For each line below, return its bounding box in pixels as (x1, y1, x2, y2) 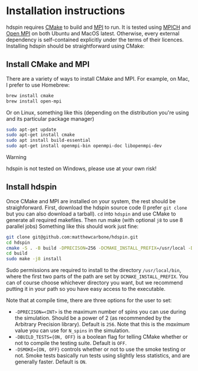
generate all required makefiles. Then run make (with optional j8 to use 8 (6, 216, 183, 223)
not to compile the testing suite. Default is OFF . (14, 340, 127, 347)
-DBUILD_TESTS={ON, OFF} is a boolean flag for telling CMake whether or (14, 333, 188, 340)
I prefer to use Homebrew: (6, 81, 70, 88)
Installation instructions (6, 4, 126, 18)
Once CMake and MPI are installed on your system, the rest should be (6, 197, 176, 204)
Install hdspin (6, 182, 57, 192)
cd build (6, 250, 28, 257)
